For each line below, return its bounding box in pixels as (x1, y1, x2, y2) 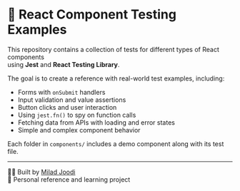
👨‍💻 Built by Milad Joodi (7, 167, 76, 176)
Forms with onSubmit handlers (17, 88, 106, 96)
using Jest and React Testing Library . (7, 60, 120, 68)
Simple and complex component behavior (17, 125, 141, 134)
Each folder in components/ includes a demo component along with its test (7, 139, 224, 148)
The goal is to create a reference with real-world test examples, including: (7, 74, 225, 83)
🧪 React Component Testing (7, 6, 177, 23)
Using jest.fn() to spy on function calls (17, 110, 136, 119)
